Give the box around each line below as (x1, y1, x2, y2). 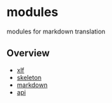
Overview (6, 47, 50, 59)
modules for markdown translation (6, 27, 106, 35)
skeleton (16, 73, 42, 81)
